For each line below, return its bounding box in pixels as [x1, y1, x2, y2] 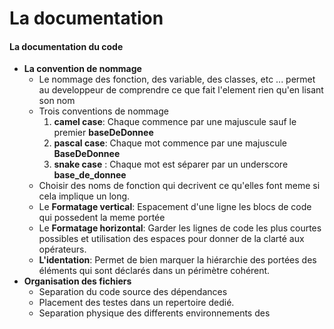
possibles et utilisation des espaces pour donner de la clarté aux [38, 233, 305, 245]
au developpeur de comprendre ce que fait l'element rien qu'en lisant [38, 84, 324, 96]
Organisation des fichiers [23, 275, 132, 287]
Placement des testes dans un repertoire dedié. [38, 297, 235, 309]
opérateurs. [38, 243, 87, 256]
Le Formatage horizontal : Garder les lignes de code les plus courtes [38, 222, 322, 234]
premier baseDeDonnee [53, 127, 154, 139]
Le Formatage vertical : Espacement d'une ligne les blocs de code [38, 201, 312, 213]
